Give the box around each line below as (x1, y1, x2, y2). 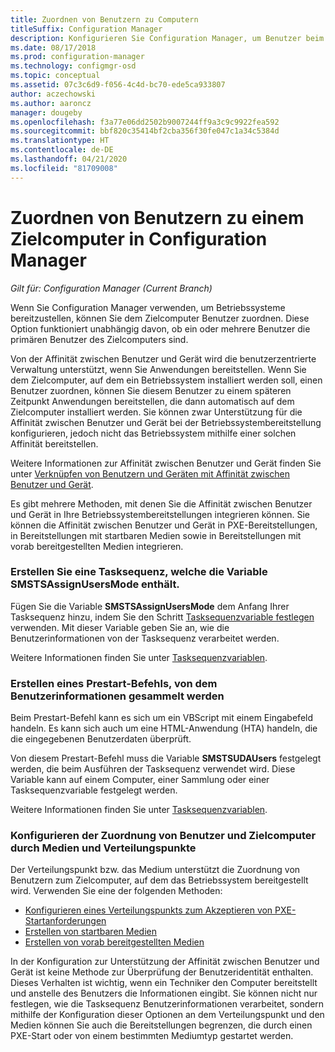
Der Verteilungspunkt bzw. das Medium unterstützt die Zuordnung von (10, 864, 301, 876)
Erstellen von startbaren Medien (24, 926, 157, 938)
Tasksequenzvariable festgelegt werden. (10, 784, 178, 796)
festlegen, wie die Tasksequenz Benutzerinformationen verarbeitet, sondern (10, 998, 325, 1010)
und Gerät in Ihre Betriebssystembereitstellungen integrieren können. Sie (10, 508, 310, 520)
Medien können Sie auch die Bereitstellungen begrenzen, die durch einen (10, 1019, 313, 1031)
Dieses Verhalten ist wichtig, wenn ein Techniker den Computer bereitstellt (10, 977, 318, 989)
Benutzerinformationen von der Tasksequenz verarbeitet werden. (10, 632, 280, 644)
